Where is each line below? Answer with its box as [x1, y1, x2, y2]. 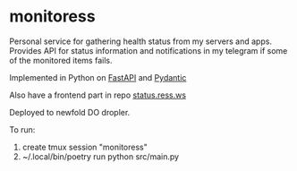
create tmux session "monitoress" [21, 141, 148, 152]
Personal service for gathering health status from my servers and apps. [9, 36, 273, 47]
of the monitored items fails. [9, 55, 113, 65]
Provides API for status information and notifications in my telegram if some [9, 45, 288, 56]
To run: [9, 124, 36, 135]
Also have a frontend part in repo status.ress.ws [9, 90, 186, 100]
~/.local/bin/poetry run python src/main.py [21, 150, 180, 162]
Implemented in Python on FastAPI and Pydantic [9, 72, 187, 82]
